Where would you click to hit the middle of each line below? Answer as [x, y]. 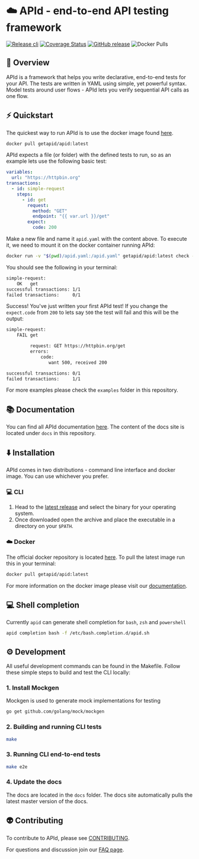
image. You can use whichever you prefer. [57, 476]
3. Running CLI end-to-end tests [53, 754]
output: [15, 319]
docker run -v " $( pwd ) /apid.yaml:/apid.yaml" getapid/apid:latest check [98, 256]
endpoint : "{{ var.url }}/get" [71, 216]
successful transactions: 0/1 [44, 373]
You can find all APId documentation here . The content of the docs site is [95, 427]
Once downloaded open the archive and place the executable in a [95, 520]
